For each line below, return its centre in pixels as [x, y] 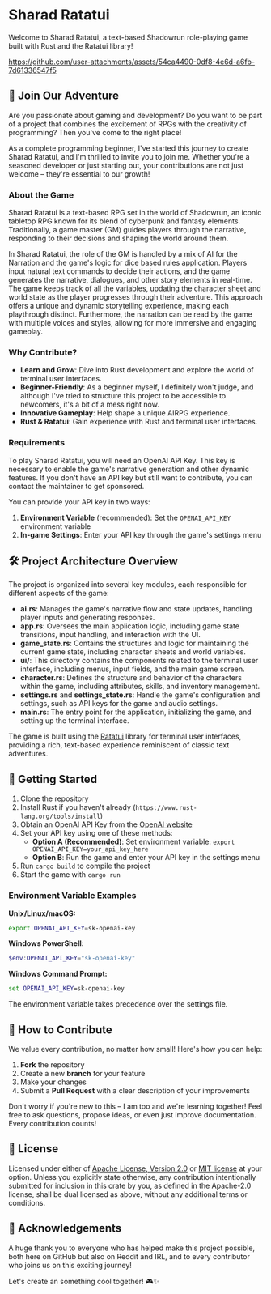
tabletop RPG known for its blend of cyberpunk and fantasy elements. [125, 221]
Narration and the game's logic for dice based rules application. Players [128, 263]
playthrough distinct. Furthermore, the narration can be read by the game [130, 314]
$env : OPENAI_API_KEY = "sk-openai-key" [72, 958]
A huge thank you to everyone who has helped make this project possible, [132, 1248]
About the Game [41, 194]
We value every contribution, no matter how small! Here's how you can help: [135, 1049]
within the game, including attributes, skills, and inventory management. [140, 687]
